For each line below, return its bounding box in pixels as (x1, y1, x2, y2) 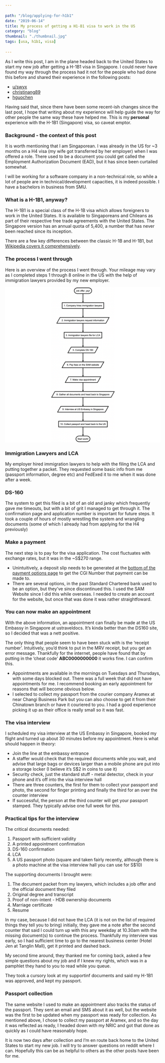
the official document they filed (12, 886, 76, 892)
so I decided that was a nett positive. (5, 630, 80, 636)
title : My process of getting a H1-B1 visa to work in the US (5, 24, 135, 29)
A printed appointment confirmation (12, 841, 85, 847)
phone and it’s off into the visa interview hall (12, 777, 102, 782)
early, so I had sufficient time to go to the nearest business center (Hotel (5, 938, 152, 944)
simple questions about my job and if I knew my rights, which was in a (5, 958, 147, 964)
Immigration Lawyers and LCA (5, 450, 79, 457)
